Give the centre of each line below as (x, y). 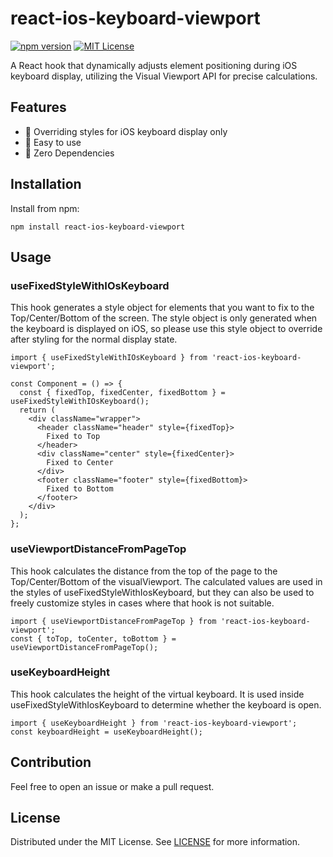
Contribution (51, 762)
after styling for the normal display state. (94, 339)
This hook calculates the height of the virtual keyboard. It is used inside (157, 694)
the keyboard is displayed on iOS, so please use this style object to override (166, 329)
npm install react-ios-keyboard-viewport (98, 227)
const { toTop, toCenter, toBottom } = (93, 638)
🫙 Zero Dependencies (69, 153)
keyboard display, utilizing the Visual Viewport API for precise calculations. (164, 76)
